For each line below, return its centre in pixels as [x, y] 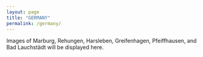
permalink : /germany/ [34, 23]
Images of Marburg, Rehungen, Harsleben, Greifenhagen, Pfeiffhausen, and [102, 41]
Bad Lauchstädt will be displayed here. [55, 47]
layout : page [23, 12]
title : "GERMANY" [28, 18]
